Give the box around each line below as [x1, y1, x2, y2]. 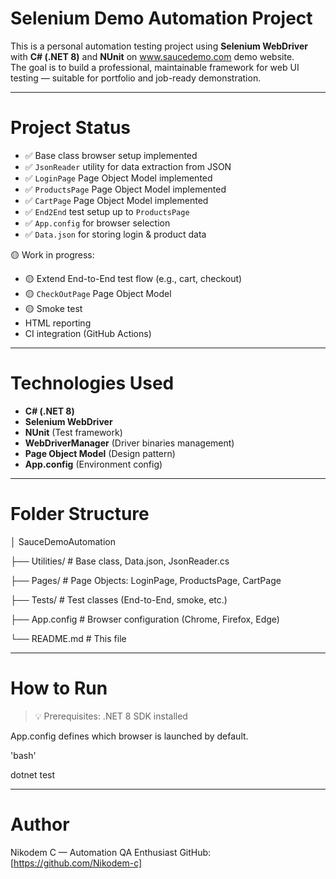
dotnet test [10, 768, 56, 781]
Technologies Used [10, 372, 175, 395]
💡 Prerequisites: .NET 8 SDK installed [34, 710, 188, 722]
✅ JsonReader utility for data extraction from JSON [24, 160, 232, 172]
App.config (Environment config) [24, 458, 163, 470]
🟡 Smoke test [24, 302, 83, 314]
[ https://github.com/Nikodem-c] [10, 857, 143, 869]
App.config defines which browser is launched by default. [10, 730, 249, 742]
